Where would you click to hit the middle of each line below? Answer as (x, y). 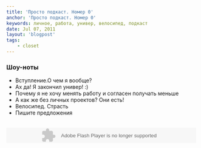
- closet (28, 46)
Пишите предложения (44, 113)
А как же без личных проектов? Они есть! (70, 100)
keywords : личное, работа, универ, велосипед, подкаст (77, 23)
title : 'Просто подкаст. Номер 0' (50, 12)
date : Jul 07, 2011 (31, 29)
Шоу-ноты (22, 67)
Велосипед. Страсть (42, 107)
